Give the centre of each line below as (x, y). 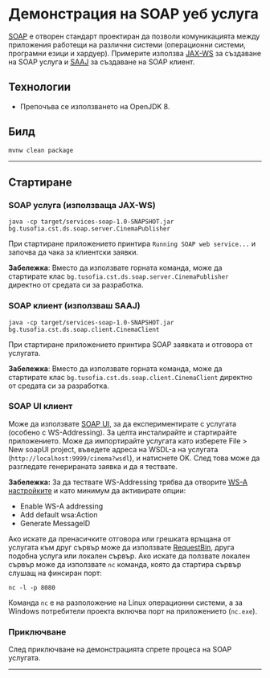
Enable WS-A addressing (61, 506)
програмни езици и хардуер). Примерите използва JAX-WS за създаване (135, 53)
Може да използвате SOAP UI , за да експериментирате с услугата (123, 423)
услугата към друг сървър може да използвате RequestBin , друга (121, 547)
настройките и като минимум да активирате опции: (97, 490)
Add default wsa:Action (59, 514)
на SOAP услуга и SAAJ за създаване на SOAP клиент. (102, 62)
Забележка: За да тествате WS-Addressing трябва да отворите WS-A (128, 482)
